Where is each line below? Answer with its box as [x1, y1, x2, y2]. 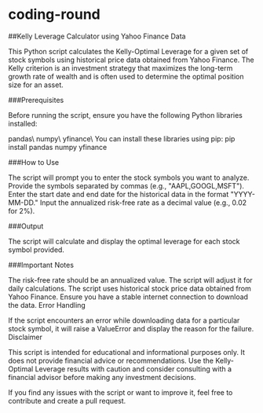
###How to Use [8, 157, 60, 166]
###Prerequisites [8, 95, 64, 104]
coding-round [8, 5, 100, 24]
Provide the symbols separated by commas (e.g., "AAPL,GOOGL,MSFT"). [8, 181, 245, 190]
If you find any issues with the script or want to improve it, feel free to [8, 387, 233, 397]
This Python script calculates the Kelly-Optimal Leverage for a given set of [8, 46, 249, 56]
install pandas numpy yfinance [8, 142, 108, 152]
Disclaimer [8, 332, 43, 342]
